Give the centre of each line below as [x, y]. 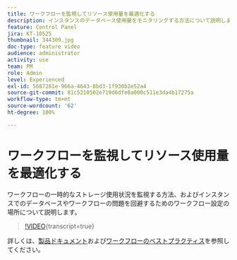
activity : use [28, 60]
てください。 [26, 249]
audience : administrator [44, 54]
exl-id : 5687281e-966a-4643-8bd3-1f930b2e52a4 [77, 86]
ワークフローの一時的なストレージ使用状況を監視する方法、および [103, 194]
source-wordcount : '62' [42, 106]
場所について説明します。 [44, 212]
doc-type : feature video [44, 47]
